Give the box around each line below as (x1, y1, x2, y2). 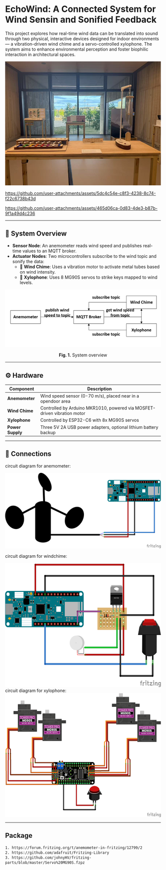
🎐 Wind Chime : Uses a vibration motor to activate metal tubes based (19, 264, 160, 270)
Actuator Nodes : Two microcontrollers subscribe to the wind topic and (12, 253, 157, 259)
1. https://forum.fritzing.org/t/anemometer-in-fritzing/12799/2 (5, 845, 142, 850)
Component (9, 386, 35, 392)
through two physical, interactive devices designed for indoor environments (5, 36, 159, 42)
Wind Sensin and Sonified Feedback (5, 14, 157, 25)
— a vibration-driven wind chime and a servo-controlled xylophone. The (5, 41, 152, 47)
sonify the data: (12, 258, 44, 264)
